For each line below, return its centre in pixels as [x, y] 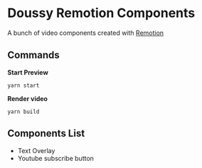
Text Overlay [36, 150]
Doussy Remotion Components [101, 13]
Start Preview [28, 72]
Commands [34, 55]
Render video [28, 98]
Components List [46, 133]
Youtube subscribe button [56, 158]
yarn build [23, 112]
